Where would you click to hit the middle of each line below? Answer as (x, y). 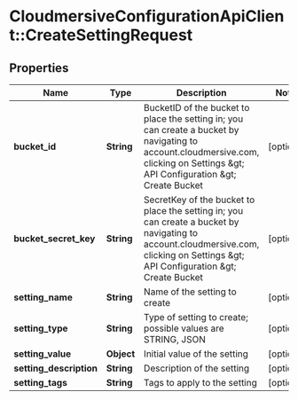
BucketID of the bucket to (196, 108)
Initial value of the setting (196, 354)
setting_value (43, 354)
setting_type (41, 328)
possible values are (184, 328)
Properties (39, 68)
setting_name (43, 297)
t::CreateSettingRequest (101, 35)
